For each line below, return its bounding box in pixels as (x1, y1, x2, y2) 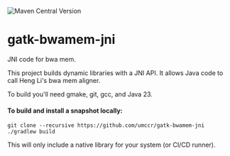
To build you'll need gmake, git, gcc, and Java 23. (7, 89, 153, 99)
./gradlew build (7, 128, 55, 135)
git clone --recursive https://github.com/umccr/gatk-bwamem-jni (7, 122, 204, 129)
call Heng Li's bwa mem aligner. (7, 76, 101, 84)
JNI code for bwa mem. (7, 55, 76, 63)
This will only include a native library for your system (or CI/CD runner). (7, 140, 216, 149)
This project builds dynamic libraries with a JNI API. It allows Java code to (7, 68, 224, 77)
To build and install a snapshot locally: (7, 106, 123, 115)
